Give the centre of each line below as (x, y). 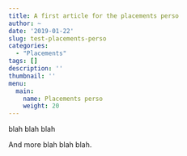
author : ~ (25, 23)
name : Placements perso (63, 99)
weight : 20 (41, 106)
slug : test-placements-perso (57, 38)
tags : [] (23, 61)
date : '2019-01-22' (41, 31)
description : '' (36, 69)
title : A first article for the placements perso (94, 16)
